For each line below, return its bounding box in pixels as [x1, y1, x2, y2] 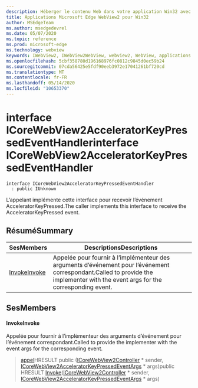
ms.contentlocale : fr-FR [6, 74, 67, 80]
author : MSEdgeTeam [6, 19, 54, 25]
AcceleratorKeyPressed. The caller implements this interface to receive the [6, 202, 187, 210]
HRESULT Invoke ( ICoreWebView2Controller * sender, [20, 369, 150, 376]
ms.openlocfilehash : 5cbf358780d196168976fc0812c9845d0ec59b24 [6, 58, 165, 64]
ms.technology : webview [6, 47, 65, 53]
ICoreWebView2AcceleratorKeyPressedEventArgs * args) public [20, 363, 175, 370]
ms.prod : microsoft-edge [6, 42, 67, 48]
